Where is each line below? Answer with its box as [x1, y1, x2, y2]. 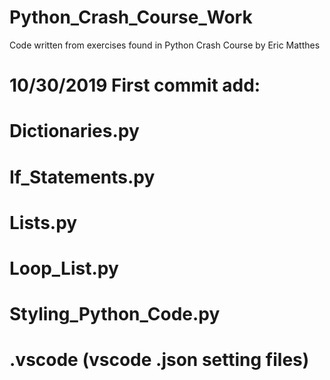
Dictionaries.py [9, 120, 140, 143]
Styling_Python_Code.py [9, 303, 221, 326]
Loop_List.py [9, 257, 119, 280]
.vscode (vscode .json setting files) [9, 349, 310, 371]
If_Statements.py [9, 166, 156, 188]
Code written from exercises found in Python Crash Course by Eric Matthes [9, 39, 321, 51]
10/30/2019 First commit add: [9, 74, 261, 97]
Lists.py [9, 211, 78, 234]
